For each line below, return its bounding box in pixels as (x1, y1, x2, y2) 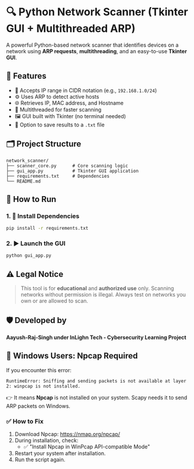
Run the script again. (14, 456, 66, 463)
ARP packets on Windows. (6, 402, 71, 409)
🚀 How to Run (6, 194, 57, 204)
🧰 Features (6, 71, 47, 81)
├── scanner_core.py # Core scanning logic (6, 162, 128, 169)
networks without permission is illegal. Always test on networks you (20, 291, 186, 298)
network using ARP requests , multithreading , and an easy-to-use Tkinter (6, 47, 187, 54)
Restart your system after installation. (14, 450, 106, 457)
